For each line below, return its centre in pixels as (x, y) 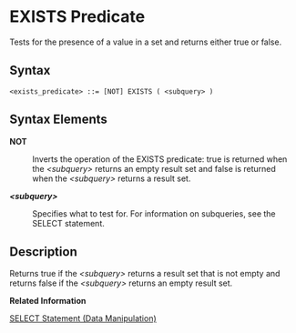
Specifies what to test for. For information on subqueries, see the (154, 213)
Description (43, 252)
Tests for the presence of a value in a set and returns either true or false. (146, 42)
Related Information (48, 301)
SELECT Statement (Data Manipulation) (83, 318)
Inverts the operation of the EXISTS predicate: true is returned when (160, 159)
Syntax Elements (58, 120)
